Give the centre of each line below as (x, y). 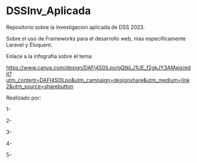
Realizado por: (24, 98)
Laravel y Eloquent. (29, 45)
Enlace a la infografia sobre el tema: (49, 56)
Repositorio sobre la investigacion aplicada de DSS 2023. (76, 27)
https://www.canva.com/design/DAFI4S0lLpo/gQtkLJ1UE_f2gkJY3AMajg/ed (98, 67)
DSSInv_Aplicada (49, 11)
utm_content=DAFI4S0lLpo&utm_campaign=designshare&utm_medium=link (98, 80)
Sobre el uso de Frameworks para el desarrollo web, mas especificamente (96, 38)
